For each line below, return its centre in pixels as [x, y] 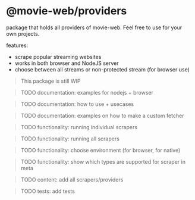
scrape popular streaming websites [58, 57]
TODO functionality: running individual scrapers [79, 127]
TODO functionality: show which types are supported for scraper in [103, 161]
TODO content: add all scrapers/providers [72, 179]
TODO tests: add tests [48, 191]
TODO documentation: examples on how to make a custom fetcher [102, 115]
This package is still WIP [51, 81]
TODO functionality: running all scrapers [70, 139]
